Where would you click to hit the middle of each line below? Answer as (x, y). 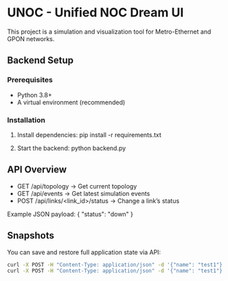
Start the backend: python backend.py (71, 148)
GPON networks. (31, 38)
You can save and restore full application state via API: (84, 252)
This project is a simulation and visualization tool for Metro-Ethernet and (109, 32)
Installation (26, 120)
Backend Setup (41, 61)
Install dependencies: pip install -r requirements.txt (89, 134)
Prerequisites (30, 80)
